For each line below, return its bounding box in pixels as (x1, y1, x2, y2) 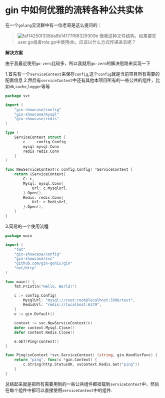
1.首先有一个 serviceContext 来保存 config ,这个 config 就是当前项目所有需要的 (5, 71, 160, 77)
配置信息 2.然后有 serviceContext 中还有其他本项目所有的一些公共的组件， (5, 77, 156, 83)
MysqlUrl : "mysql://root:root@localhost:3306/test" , (23, 297, 135, 303)
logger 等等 (27, 83, 50, 89)
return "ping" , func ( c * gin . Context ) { (14, 357, 97, 362)
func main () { (5, 279, 35, 284)
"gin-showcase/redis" (14, 116, 59, 122)
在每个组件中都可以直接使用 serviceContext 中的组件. (5, 387, 112, 393)
